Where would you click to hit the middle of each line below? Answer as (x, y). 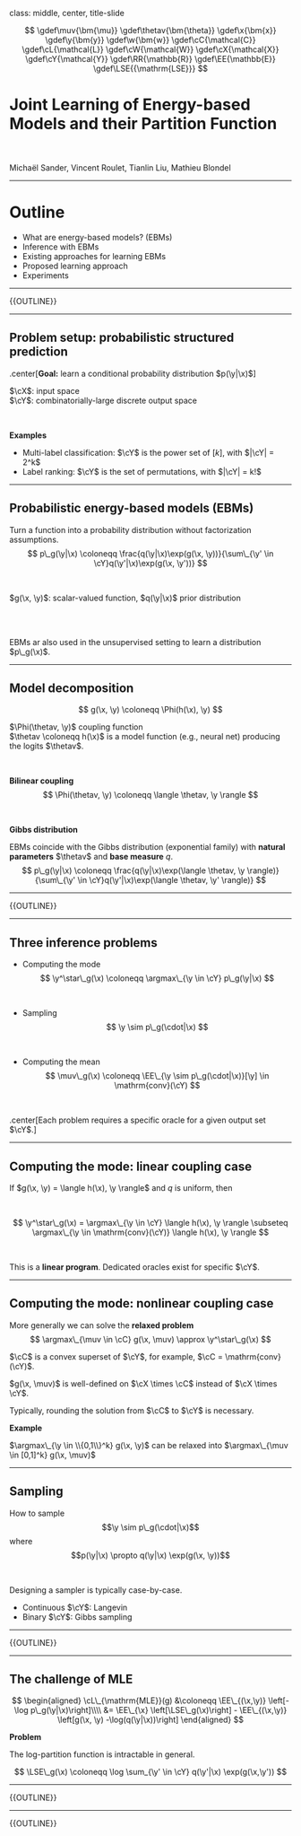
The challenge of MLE (71, 1679)
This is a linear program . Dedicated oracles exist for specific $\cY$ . (134, 1267)
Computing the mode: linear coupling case (131, 1166)
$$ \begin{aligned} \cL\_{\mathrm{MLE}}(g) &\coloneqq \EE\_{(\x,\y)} (139, 1700)
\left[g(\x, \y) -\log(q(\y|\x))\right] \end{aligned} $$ (150, 1720)
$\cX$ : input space (45, 390)
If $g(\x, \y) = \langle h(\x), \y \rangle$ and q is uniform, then (121, 1187)
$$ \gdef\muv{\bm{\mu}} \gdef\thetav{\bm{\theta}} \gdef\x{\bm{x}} (150, 30)
